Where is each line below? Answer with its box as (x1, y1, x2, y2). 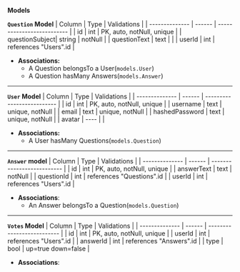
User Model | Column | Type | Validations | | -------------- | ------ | (7, 92, 204, 101)
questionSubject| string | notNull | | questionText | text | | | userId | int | (7, 35, 216, 44)
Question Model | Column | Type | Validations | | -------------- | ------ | (7, 20, 216, 28)
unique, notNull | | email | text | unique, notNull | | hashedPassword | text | (7, 107, 225, 116)
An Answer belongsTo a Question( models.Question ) (28, 201, 179, 209)
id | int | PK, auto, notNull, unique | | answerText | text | (71, 164, 232, 173)
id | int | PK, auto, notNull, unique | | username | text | (65, 100, 222, 108)
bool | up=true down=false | (7, 244, 90, 253)
